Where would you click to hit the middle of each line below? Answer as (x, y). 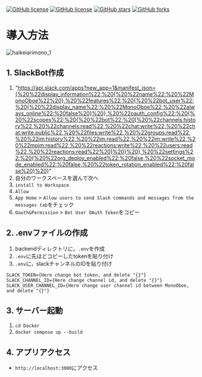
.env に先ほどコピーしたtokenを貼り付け (64, 256)
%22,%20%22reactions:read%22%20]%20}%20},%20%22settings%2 (104, 152)
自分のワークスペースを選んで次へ (57, 178)
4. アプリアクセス (38, 352)
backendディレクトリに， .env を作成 (60, 248)
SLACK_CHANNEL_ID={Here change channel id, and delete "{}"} (84, 280)
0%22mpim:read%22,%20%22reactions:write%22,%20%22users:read (104, 145)
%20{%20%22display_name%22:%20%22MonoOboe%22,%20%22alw (105, 107)
